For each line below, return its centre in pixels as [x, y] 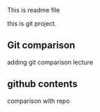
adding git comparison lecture [50, 62]
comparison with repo [39, 101]
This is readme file [34, 10]
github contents [42, 84]
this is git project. [32, 23]
